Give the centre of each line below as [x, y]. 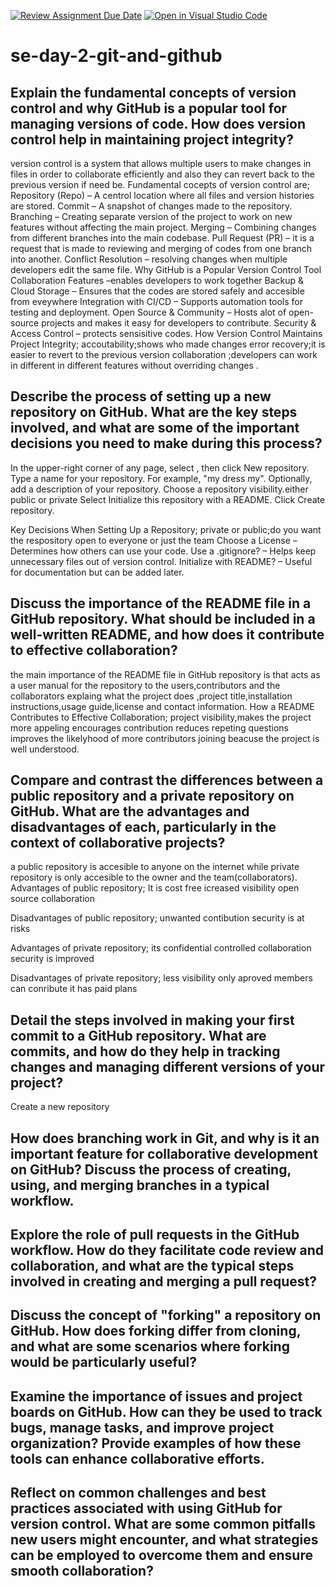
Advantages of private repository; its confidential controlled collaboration [161, 948]
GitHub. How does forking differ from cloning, [156, 1331]
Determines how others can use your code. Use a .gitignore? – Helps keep [163, 551]
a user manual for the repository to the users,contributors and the [145, 685]
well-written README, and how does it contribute [167, 635]
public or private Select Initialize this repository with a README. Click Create [168, 499]
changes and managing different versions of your [168, 1066]
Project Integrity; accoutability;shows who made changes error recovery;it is [168, 344]
